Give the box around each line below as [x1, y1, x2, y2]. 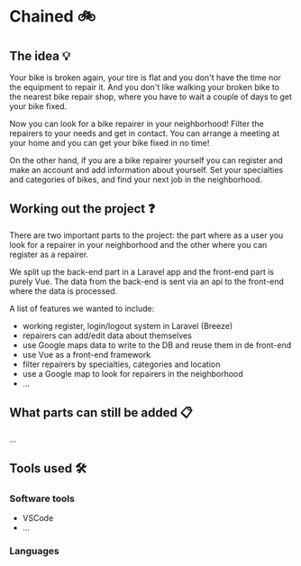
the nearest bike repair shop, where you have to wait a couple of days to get [9, 91, 293, 102]
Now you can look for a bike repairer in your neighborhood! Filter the [9, 118, 264, 129]
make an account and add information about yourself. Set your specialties [9, 165, 284, 175]
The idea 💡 [9, 48, 71, 63]
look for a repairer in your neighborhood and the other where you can [9, 239, 268, 250]
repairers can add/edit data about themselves [22, 330, 192, 341]
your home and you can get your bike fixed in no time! [9, 138, 210, 148]
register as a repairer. [9, 249, 89, 260]
